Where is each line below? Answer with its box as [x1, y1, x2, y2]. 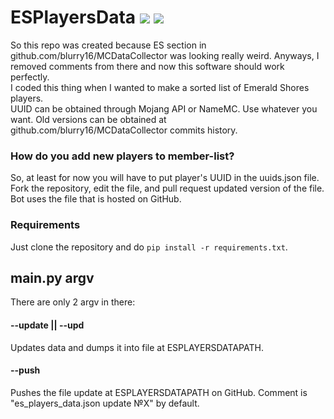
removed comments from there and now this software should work [10, 60, 285, 72]
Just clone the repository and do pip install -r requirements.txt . [10, 241, 288, 253]
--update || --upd [10, 319, 85, 331]
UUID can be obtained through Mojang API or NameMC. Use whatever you [10, 102, 318, 115]
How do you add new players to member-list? [10, 149, 235, 163]
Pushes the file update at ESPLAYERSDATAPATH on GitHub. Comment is [10, 386, 308, 398]
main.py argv [10, 269, 95, 286]
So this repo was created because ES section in [10, 39, 207, 51]
